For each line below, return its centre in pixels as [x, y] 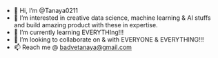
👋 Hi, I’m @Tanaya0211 [46, 11]
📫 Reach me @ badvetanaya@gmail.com [73, 47]
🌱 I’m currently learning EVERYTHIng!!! [69, 32]
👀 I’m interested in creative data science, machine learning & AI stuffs [112, 18]
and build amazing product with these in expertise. [86, 25]
